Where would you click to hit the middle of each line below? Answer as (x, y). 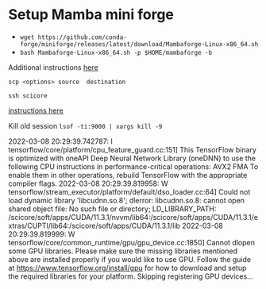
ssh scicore (28, 96)
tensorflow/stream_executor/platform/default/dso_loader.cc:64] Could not (129, 191)
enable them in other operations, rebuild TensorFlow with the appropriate (128, 175)
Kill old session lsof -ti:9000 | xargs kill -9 (85, 125)
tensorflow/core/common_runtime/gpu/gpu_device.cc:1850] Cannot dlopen (132, 242)
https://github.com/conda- (82, 37)
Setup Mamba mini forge (91, 15)
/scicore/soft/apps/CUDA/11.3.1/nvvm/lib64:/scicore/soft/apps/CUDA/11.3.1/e (133, 217)
